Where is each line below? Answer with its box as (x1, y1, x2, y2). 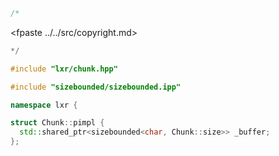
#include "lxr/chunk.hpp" (10, 64, 118, 74)
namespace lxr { (10, 100, 78, 110)
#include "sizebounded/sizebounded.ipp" (10, 82, 182, 92)
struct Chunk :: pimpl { (10, 118, 105, 128)
